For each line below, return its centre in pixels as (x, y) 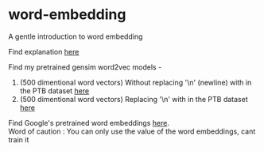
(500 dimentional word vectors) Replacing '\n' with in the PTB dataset (134, 99)
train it (19, 139)
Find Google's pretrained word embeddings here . (89, 123)
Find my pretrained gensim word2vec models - (85, 67)
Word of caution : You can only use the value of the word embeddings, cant (132, 131)
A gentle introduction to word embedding (76, 36)
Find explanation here (44, 51)
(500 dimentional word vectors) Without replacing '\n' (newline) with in (136, 82)
